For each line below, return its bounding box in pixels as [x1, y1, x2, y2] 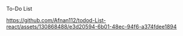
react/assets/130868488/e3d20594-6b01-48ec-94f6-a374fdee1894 [6, 23, 177, 30]
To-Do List [6, 5, 33, 12]
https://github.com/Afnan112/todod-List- [6, 17, 107, 23]
